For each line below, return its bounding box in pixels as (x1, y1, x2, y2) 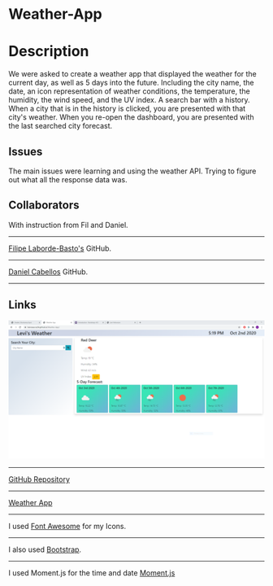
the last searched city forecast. (8, 121, 113, 131)
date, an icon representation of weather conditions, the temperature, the (8, 86, 250, 96)
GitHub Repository (8, 474, 71, 484)
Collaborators (8, 199, 80, 212)
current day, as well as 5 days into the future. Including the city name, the (8, 78, 254, 88)
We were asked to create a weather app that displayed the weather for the (8, 69, 258, 79)
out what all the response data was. (8, 174, 128, 184)
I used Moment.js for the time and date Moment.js (8, 568, 175, 578)
